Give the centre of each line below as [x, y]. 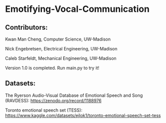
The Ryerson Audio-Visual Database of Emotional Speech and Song [74, 95]
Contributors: [26, 27]
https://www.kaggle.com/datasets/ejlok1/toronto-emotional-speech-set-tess [83, 115]
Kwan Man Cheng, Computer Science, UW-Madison [58, 39]
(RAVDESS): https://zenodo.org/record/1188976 [53, 100]
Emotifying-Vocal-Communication [77, 9]
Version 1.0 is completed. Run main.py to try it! [52, 68]
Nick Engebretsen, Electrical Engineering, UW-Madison [61, 49]
